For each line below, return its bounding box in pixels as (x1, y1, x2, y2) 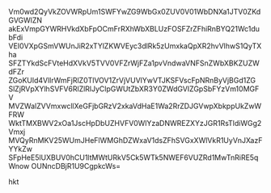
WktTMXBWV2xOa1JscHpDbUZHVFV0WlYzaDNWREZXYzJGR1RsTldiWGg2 (8, 119, 262, 128)
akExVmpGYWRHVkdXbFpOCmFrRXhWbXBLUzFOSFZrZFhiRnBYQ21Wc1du (8, 24, 260, 33)
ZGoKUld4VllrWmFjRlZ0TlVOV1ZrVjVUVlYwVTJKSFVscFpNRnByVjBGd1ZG (8, 76, 256, 85)
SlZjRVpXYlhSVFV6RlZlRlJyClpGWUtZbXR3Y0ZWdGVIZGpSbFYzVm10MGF (8, 84, 260, 94)
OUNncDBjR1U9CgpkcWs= (31, 162, 121, 170)
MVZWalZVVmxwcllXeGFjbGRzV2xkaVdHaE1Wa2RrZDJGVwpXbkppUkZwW (8, 101, 262, 111)
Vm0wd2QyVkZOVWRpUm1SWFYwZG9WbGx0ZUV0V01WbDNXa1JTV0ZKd (8, 7, 261, 16)
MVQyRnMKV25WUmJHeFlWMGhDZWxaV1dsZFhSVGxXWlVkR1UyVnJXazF (8, 136, 263, 145)
